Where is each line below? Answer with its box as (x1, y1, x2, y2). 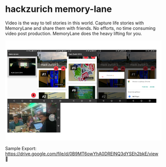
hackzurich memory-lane (5, 3, 112, 15)
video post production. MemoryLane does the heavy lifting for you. (5, 30, 142, 36)
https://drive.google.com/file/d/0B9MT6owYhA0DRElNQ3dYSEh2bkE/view (5, 151, 159, 157)
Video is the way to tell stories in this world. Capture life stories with (5, 20, 144, 26)
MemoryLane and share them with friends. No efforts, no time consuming (5, 25, 156, 31)
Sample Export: (5, 146, 37, 152)
